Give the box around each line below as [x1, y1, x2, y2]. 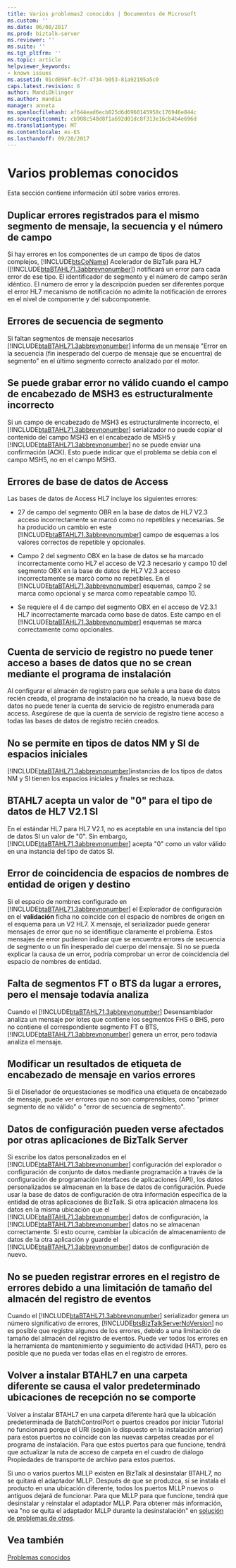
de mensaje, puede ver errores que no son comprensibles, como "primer [7, 1095, 219, 1104]
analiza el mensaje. [7, 1037, 63, 1046]
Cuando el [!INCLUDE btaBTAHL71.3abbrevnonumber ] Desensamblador [7, 1007, 213, 1016]
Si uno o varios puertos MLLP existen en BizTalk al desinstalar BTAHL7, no [7, 1469, 222, 1477]
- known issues [7, 69, 52, 76]
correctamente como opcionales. [17, 625, 114, 634]
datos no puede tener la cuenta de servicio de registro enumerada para [7, 701, 215, 710]
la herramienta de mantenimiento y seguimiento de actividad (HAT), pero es [7, 1341, 227, 1350]
